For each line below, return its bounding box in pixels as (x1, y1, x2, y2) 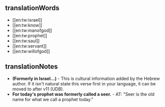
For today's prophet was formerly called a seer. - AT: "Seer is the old (12, 91, 155, 97)
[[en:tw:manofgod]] (12, 27, 52, 33)
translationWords (5, 4, 60, 12)
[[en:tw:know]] (12, 22, 43, 28)
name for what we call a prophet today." (12, 96, 94, 102)
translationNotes (5, 62, 58, 71)
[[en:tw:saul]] (12, 38, 40, 44)
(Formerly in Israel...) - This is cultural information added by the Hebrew (12, 76, 160, 81)
